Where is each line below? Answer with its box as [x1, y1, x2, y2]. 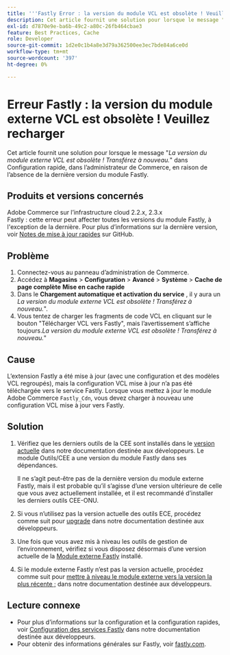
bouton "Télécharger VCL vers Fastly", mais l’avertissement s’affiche [16, 320, 210, 328]
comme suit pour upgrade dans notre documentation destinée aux [16, 516, 204, 525]
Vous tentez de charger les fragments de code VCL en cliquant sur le [16, 312, 212, 320]
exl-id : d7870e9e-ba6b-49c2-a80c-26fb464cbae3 [7, 23, 142, 29]
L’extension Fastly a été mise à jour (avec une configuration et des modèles [7, 372, 220, 380]
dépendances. [16, 461, 58, 469]
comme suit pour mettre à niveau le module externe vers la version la [16, 572, 212, 580]
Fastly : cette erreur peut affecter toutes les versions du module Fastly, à [7, 215, 212, 224]
